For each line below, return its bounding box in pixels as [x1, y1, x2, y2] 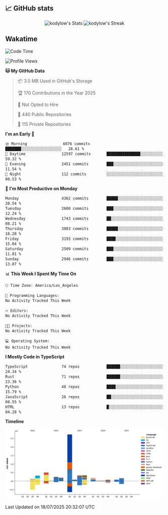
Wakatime [5, 35, 38, 43]
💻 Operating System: [5, 338, 50, 343]
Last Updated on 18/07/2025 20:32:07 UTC [5, 504, 95, 510]
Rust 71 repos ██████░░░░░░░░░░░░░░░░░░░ [5, 374, 163, 379]
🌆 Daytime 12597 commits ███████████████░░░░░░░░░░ [5, 151, 163, 157]
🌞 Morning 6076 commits [5, 141, 91, 146]
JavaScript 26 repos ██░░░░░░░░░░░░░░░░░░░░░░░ [5, 394, 163, 399]
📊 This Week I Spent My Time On [5, 271, 76, 277]
